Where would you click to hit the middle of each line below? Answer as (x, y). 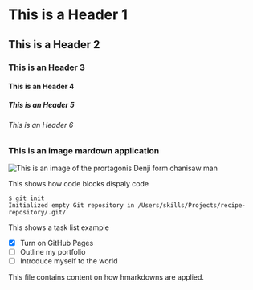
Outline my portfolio (53, 252)
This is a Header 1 (68, 15)
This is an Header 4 (41, 87)
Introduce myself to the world (69, 261)
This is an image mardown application (84, 150)
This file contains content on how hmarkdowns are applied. (106, 277)
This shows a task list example (59, 227)
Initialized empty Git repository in (71, 206)
